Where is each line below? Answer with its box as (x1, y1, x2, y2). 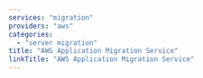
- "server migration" (16, 38, 98, 48)
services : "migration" (8, 13, 94, 22)
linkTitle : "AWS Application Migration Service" (8, 55, 195, 64)
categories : (8, 30, 53, 39)
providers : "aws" (8, 22, 74, 30)
